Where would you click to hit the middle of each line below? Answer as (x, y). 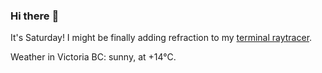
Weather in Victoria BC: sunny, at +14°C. (93, 57)
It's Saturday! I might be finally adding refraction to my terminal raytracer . (161, 38)
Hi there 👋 (35, 16)
